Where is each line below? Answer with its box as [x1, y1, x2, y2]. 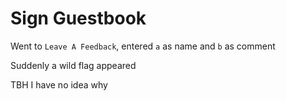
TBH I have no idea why [10, 78, 108, 91]
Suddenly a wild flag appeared [10, 59, 137, 71]
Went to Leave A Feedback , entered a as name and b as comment [10, 40, 276, 52]
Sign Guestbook [10, 7, 147, 30]
